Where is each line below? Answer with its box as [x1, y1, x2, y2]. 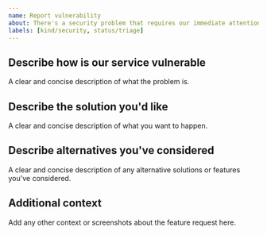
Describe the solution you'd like [8, 100, 168, 114]
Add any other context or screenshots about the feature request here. [8, 218, 237, 227]
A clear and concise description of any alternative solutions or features [8, 164, 241, 175]
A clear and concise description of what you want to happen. [8, 121, 208, 130]
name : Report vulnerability [8, 11, 102, 20]
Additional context [8, 196, 102, 210]
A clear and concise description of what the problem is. [8, 77, 190, 87]
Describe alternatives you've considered [8, 144, 215, 157]
